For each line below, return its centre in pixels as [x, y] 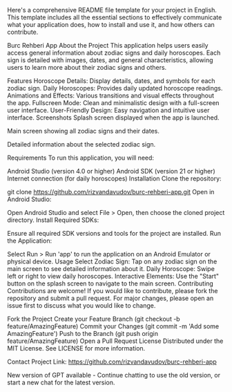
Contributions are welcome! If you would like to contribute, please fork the [113, 291]
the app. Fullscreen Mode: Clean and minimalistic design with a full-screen [113, 103]
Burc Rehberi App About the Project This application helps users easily [108, 45]
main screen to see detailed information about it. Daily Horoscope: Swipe [111, 269]
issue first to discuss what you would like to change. [81, 306]
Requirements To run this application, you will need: [80, 158]
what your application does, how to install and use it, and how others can [111, 25]
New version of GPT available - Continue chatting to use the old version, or [114, 375]
